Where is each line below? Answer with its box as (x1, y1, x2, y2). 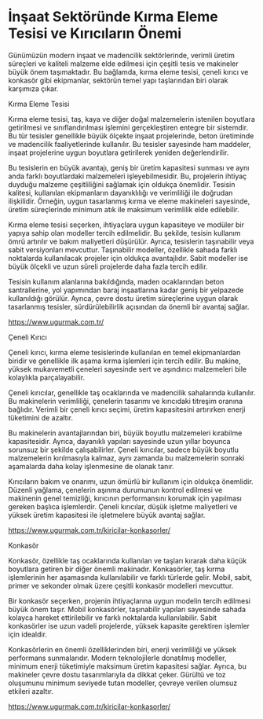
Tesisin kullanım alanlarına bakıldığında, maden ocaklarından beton (8, 277, 225, 286)
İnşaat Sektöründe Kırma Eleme (8, 8, 218, 26)
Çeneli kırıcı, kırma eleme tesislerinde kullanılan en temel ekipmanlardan (8, 347, 241, 357)
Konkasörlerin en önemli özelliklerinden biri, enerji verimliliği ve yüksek (8, 644, 237, 654)
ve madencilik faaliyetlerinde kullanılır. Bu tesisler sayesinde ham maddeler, (8, 139, 251, 149)
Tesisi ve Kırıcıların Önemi (8, 24, 182, 42)
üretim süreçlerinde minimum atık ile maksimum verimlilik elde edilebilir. (8, 204, 239, 214)
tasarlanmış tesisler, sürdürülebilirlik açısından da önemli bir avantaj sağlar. (8, 302, 250, 311)
